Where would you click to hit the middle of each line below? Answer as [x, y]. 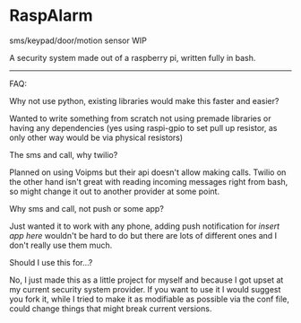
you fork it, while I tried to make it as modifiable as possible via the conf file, [149, 299]
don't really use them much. [61, 245]
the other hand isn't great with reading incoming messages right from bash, [149, 181]
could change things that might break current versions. [111, 308]
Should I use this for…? [51, 262]
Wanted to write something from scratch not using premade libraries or [140, 118]
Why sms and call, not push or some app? [86, 208]
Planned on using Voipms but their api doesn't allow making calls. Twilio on [148, 172]
